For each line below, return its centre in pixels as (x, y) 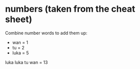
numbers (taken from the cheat (70, 9)
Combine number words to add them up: (46, 33)
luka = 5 (20, 53)
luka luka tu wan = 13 (27, 62)
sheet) (19, 19)
